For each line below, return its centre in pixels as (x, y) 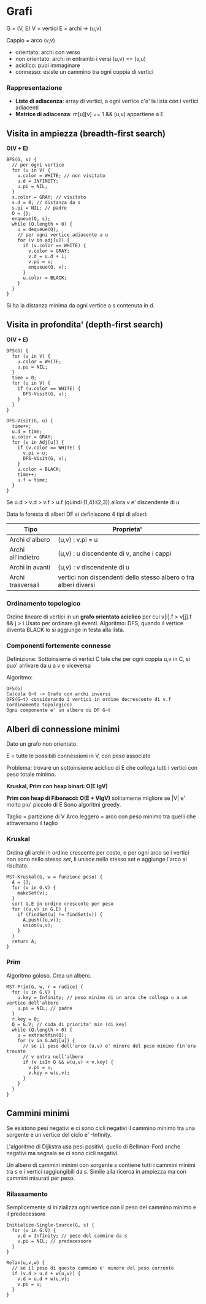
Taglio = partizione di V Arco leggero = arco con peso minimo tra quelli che (101, 816)
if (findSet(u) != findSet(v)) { (60, 914)
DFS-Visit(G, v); (45, 458)
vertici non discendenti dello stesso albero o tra (126, 577)
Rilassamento (27, 1194)
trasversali (25, 585)
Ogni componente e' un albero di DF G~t (59, 710)
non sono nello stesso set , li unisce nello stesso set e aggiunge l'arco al (97, 859)
